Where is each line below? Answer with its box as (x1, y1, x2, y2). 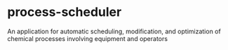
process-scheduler (7, 4, 122, 20)
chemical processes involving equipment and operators (7, 34, 168, 42)
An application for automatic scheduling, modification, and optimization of (7, 27, 221, 35)
